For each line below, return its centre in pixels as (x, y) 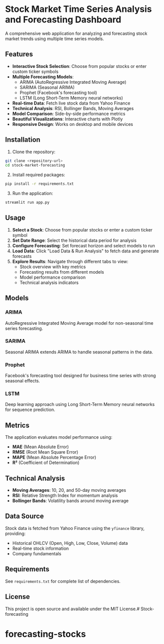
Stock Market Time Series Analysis (79, 9)
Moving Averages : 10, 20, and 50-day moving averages (69, 490)
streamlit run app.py (27, 203)
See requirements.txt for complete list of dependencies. (63, 581)
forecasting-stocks (46, 634)
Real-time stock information (41, 548)
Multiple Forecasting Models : (43, 77)
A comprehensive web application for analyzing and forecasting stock (76, 33)
